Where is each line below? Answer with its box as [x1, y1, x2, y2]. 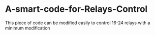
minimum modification [5, 25, 50, 31]
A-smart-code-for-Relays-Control [5, 3, 148, 15]
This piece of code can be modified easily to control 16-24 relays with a [5, 20, 151, 26]
